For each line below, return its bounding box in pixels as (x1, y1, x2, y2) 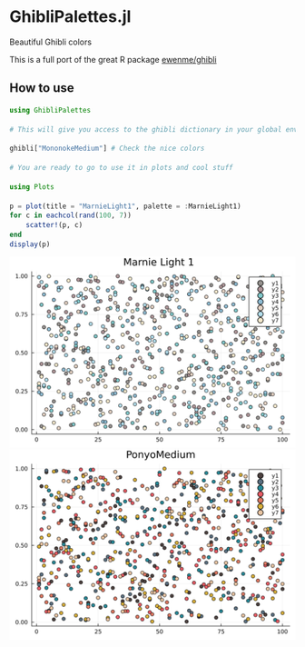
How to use (9, 80, 74, 96)
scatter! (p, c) (25, 221, 84, 230)
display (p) (9, 240, 51, 249)
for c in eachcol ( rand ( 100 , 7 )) (9, 211, 132, 220)
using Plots (9, 182, 54, 192)
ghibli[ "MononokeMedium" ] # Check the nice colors (9, 144, 205, 154)
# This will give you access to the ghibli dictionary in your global (9, 124, 282, 134)
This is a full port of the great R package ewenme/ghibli (9, 54, 217, 65)
